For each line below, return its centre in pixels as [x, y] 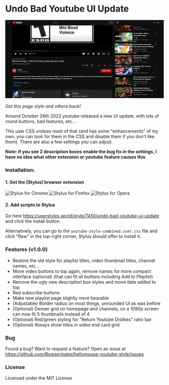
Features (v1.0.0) [26, 249]
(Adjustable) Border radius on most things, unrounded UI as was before [87, 303]
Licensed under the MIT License [38, 378]
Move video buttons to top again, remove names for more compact [82, 271]
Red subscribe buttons [36, 292]
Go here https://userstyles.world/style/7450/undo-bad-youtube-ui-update [82, 216]
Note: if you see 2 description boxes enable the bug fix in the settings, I [81, 151]
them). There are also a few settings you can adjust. [59, 142]
